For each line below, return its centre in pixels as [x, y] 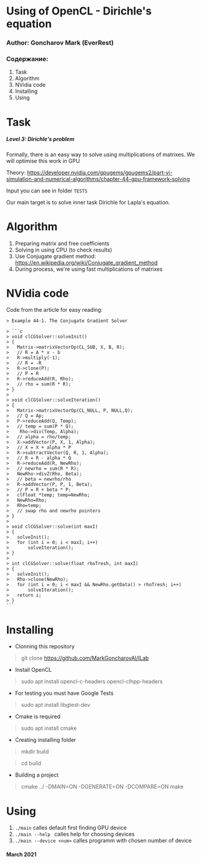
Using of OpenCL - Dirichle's [79, 11]
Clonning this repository [45, 646]
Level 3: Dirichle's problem [40, 139]
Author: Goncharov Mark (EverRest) [60, 43]
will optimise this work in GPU [43, 160]
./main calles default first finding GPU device [71, 828]
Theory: [16, 172]
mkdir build [35, 751]
